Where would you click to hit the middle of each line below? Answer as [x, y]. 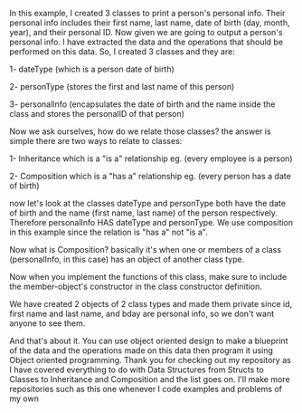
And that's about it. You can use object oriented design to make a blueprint [149, 341]
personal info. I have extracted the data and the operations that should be [146, 42]
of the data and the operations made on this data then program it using [142, 351]
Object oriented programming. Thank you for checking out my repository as [150, 360]
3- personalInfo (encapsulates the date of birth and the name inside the [142, 104]
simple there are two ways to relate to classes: [96, 141]
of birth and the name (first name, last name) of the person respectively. [144, 213]
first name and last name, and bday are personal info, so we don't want [142, 313]
